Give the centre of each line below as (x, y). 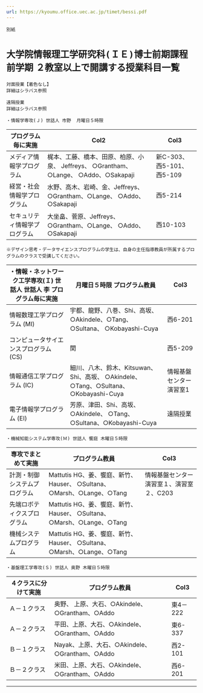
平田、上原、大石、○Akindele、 (99, 624)
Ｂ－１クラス (27, 649)
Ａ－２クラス (27, 628)
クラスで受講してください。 (53, 256)
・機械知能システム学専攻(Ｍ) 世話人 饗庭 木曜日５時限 (67, 438)
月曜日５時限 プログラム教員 (115, 285)
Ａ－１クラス (27, 608)
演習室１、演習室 (169, 484)
